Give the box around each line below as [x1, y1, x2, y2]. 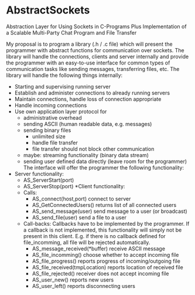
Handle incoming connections [14, 101, 87, 108]
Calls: [23, 189, 37, 196]
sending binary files [23, 127, 71, 134]
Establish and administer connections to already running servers [14, 89, 170, 96]
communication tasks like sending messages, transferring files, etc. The [6, 65, 180, 72]
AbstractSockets [6, 4, 90, 17]
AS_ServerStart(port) [23, 177, 74, 184]
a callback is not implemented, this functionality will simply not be [23, 226, 182, 233]
